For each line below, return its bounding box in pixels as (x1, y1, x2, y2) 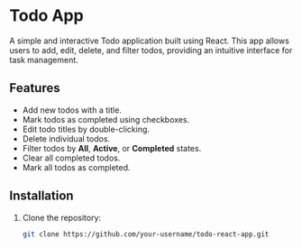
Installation (9, 188, 74, 204)
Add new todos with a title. (22, 105, 122, 115)
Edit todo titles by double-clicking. (22, 124, 151, 134)
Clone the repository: (22, 212, 102, 223)
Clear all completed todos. (22, 152, 121, 163)
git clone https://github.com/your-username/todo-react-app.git (22, 229, 270, 239)
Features (9, 80, 60, 96)
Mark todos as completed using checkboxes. (22, 114, 190, 124)
